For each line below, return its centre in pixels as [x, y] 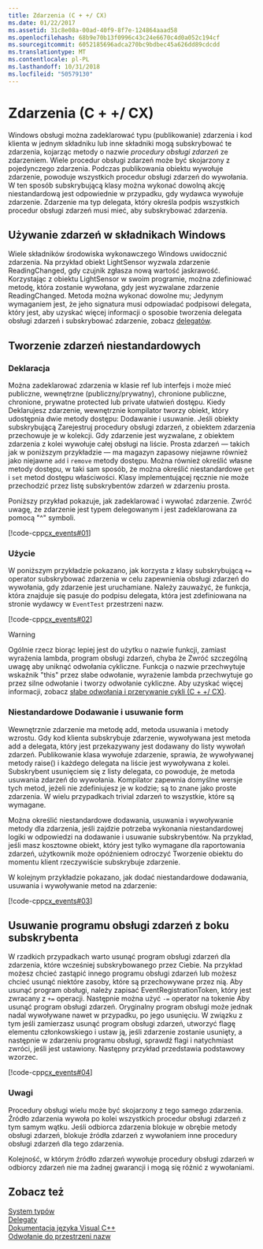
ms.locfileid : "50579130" [50, 74]
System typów [31, 1211]
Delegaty [23, 1219]
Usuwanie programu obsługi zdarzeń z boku [119, 926]
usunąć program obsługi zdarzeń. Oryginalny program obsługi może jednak [131, 1007]
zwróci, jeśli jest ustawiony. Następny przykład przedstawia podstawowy [127, 1049]
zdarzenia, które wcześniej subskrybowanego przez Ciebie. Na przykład [125, 965]
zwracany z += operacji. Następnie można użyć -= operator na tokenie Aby [129, 998]
